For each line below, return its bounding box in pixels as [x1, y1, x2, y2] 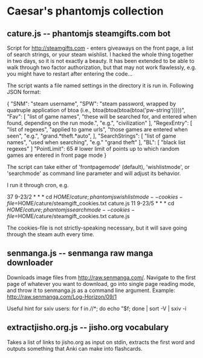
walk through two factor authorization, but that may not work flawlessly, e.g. [7, 64, 197, 71]
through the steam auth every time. [7, 231, 94, 237]
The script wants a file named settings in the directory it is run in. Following [7, 82, 194, 89]
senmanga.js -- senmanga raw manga [7, 248, 153, 259]
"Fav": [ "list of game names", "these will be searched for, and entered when [7, 113, 197, 120]
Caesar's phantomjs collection [7, 4, 164, 18]
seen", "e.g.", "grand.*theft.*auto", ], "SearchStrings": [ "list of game [7, 132, 176, 139]
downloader [7, 257, 54, 268]
